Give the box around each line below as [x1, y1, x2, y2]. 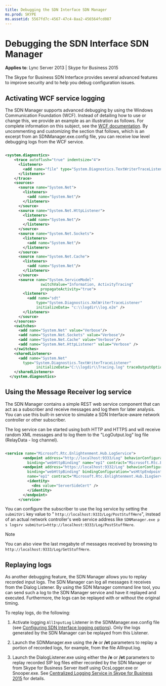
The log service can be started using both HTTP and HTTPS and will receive [5, 426, 161, 432]
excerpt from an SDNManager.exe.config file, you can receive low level [5, 133, 150, 139]
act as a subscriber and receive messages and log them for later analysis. [5, 406, 156, 412]
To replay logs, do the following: [5, 610, 71, 616]
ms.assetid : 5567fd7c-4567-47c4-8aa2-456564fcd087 [5, 16, 112, 21]
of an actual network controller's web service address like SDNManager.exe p [5, 516, 160, 522]
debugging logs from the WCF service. [5, 139, 84, 145]
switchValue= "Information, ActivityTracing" [40, 282, 134, 287]
